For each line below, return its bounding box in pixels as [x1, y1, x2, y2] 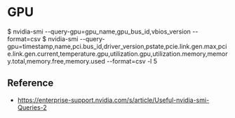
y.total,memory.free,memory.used [7, 57, 105, 65]
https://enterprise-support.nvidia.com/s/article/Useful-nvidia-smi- [17, 96, 210, 104]
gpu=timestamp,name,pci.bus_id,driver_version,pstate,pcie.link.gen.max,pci [7, 42, 227, 50]
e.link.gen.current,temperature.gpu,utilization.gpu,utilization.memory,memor [7, 50, 228, 58]
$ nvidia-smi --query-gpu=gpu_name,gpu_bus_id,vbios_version [7, 27, 192, 36]
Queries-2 [17, 103, 47, 112]
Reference [7, 78, 54, 89]
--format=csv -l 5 [106, 57, 158, 65]
